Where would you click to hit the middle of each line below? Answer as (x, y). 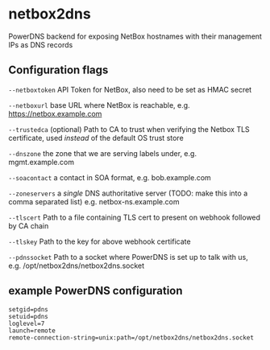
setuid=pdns (28, 316)
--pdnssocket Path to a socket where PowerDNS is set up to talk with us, (128, 257)
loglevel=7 (27, 323)
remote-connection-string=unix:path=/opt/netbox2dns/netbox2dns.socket (131, 338)
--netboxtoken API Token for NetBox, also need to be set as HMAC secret (130, 89)
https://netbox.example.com (55, 113)
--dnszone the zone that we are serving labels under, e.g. (103, 153)
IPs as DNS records (41, 44)
